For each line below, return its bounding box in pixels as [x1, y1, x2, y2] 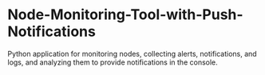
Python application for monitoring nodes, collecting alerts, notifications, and [7, 49, 257, 58]
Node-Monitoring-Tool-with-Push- [7, 6, 244, 24]
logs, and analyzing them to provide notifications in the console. [7, 57, 219, 67]
